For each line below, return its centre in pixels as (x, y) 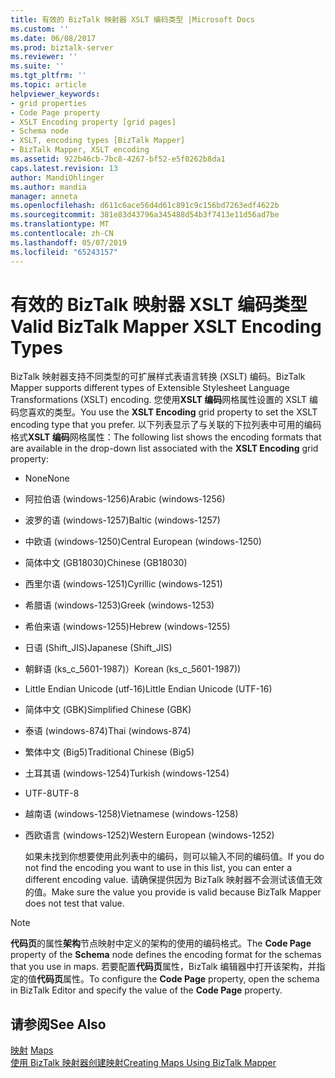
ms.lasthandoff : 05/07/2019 (69, 242)
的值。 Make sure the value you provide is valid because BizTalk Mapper (173, 892)
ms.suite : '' (37, 66)
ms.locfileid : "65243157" (64, 252)
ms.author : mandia (48, 187)
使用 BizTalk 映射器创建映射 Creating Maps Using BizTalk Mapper (143, 1063)
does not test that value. (74, 903)
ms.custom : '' (40, 29)
